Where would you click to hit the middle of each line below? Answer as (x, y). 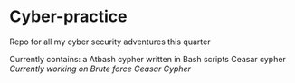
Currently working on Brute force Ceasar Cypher (100, 69)
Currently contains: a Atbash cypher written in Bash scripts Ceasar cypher (148, 59)
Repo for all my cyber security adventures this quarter (110, 41)
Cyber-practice (69, 17)
